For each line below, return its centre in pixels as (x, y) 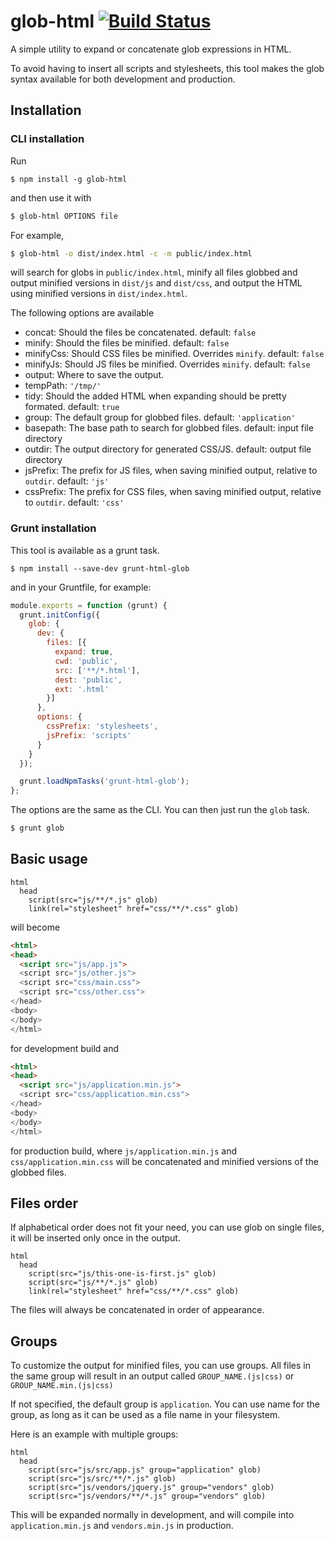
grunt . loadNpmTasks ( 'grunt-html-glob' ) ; (104, 781)
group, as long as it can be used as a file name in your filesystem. (145, 1415)
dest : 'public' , (88, 680)
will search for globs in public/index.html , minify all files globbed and (154, 272)
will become (35, 927)
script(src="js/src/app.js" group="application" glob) (145, 1470)
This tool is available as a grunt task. (85, 550)
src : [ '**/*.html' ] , (97, 670)
